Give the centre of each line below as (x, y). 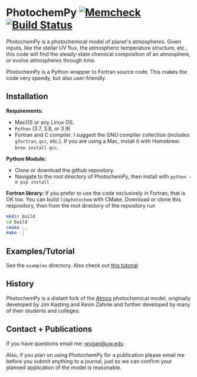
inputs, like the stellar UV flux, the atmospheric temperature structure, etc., (97, 48)
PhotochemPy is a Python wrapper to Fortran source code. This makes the (97, 71)
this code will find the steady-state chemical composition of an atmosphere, (98, 54)
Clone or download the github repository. (65, 170)
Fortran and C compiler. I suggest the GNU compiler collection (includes (102, 135)
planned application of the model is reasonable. (64, 367)
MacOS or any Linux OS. (45, 122)
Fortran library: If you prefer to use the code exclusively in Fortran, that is (96, 193)
